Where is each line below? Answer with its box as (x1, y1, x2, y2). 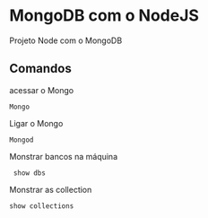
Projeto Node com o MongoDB (9, 35, 123, 46)
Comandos (9, 61, 72, 76)
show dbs (13, 168, 47, 178)
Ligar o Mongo (9, 118, 64, 128)
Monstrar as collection (9, 184, 92, 195)
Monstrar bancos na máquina (9, 151, 118, 161)
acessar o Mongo (9, 84, 74, 95)
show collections (9, 201, 74, 211)
